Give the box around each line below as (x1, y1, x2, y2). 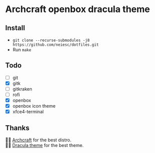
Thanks (5, 123, 30, 132)
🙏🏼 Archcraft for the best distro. (5, 137, 72, 143)
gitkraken (12, 86, 32, 92)
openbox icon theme (12, 103, 56, 109)
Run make (12, 47, 31, 52)
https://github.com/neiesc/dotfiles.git (12, 42, 99, 47)
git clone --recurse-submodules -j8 (12, 38, 90, 43)
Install (5, 24, 25, 32)
